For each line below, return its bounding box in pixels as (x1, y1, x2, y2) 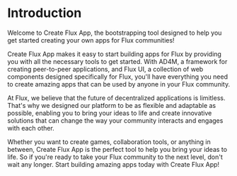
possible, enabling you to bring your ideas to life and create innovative (7, 109, 212, 117)
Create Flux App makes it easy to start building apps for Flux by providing (7, 50, 221, 58)
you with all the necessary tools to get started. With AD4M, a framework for (7, 57, 228, 65)
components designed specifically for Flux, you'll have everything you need (7, 72, 229, 81)
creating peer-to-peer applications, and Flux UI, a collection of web (7, 65, 204, 73)
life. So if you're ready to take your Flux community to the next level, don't (7, 153, 223, 161)
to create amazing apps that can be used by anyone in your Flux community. (7, 79, 231, 88)
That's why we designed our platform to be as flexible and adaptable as (7, 101, 216, 109)
